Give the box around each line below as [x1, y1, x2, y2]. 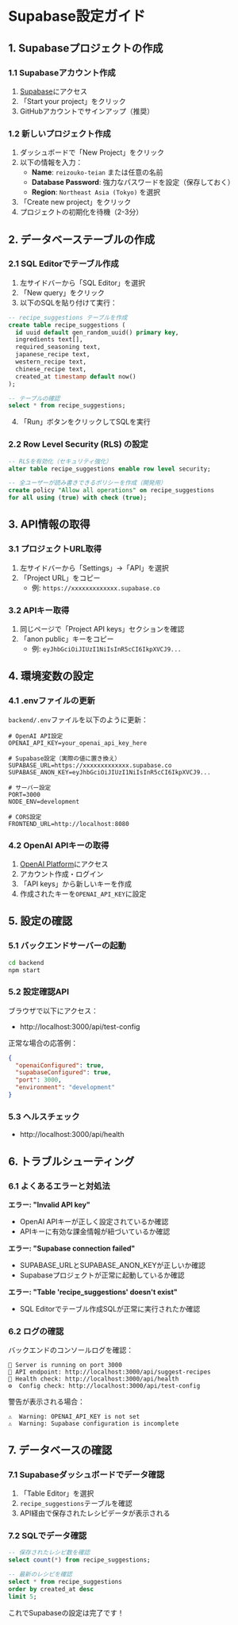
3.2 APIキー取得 [8, 605, 70, 616]
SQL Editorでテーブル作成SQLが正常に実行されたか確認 [19, 1304, 201, 1313]
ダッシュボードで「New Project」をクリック [19, 148, 165, 157]
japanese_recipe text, [15, 351, 90, 359]
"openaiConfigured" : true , [15, 1061, 105, 1070]
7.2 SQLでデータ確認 [8, 1530, 87, 1541]
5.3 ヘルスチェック [8, 1111, 80, 1122]
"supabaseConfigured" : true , [15, 1069, 112, 1077]
